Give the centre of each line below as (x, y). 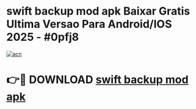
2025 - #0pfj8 (43, 37)
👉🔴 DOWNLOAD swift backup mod (97, 80)
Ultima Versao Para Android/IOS (89, 24)
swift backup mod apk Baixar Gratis (98, 11)
